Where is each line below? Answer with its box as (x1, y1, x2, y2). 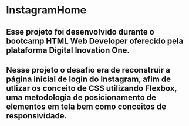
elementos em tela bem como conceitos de (6, 101, 166, 111)
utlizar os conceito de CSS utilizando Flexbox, (6, 83, 177, 93)
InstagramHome (6, 4, 87, 17)
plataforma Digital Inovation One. (6, 45, 130, 55)
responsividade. (6, 111, 67, 121)
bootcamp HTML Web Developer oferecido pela (6, 36, 184, 46)
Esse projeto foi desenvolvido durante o (6, 27, 154, 37)
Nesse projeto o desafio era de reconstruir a (6, 65, 170, 75)
